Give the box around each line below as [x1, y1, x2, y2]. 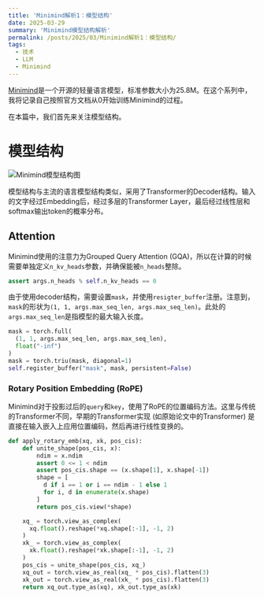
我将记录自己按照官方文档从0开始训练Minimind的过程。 [8, 95, 188, 105]
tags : [8, 41, 26, 49]
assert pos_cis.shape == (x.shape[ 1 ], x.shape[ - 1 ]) [36, 466, 210, 475]
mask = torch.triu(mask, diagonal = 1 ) [8, 357, 132, 364]
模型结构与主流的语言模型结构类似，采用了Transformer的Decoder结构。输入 [8, 187, 256, 196]
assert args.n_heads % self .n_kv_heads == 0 [8, 277, 157, 285]
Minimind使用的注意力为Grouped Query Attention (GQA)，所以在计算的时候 [8, 251, 252, 261]
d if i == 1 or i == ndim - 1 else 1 [43, 481, 168, 489]
